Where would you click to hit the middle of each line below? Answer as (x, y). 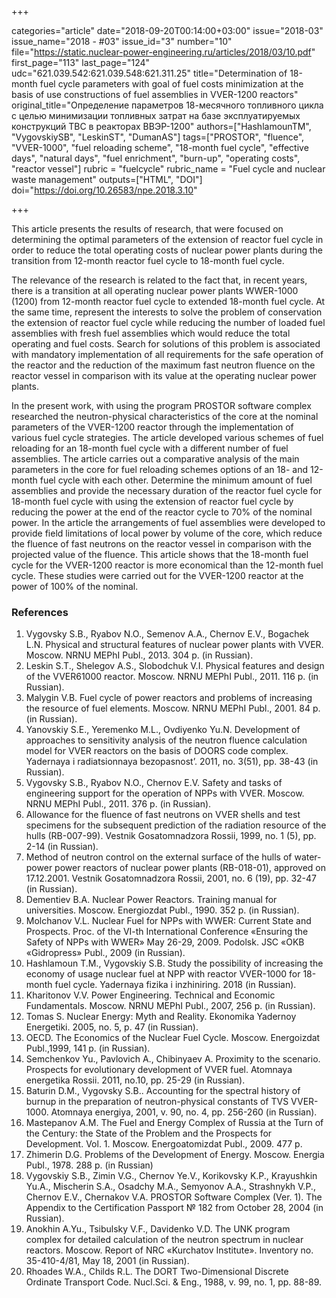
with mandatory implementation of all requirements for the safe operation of (167, 354)
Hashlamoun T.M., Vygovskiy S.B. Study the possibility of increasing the (174, 963)
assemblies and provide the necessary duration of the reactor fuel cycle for (167, 490)
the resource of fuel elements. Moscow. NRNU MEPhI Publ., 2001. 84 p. (173, 708)
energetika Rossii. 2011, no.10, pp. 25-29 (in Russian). (135, 1080)
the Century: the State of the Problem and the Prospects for (149, 1133)
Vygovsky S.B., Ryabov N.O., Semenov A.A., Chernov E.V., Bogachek (167, 634)
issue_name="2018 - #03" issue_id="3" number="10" (122, 41)
